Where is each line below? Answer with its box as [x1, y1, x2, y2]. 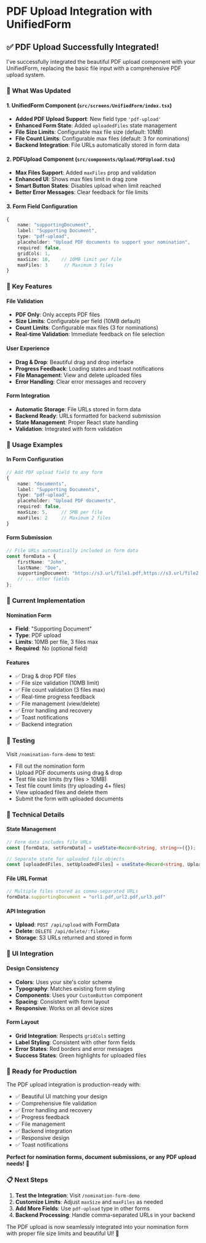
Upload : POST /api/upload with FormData [15, 921, 120, 928]
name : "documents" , [17, 481, 67, 487]
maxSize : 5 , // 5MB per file [17, 509, 103, 516]
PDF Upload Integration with [6, 4, 153, 18]
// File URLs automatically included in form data [6, 548, 139, 554]
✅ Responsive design [15, 1134, 70, 1142]
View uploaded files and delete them [15, 788, 109, 796]
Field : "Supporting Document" [15, 625, 92, 633]
